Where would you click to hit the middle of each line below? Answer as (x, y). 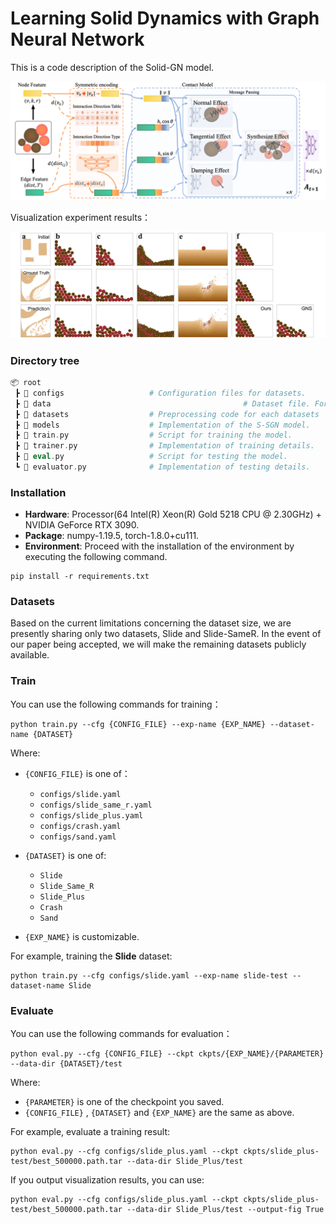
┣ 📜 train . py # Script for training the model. (153, 435)
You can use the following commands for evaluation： (121, 1034)
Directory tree (45, 360)
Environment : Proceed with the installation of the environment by (159, 546)
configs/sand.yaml (78, 837)
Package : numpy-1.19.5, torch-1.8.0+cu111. (112, 536)
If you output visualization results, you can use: (107, 1180)
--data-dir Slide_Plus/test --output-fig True (225, 1210)
